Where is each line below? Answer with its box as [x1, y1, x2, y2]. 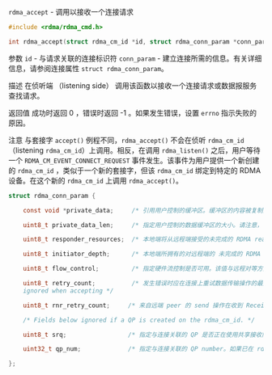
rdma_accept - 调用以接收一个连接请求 [8, 7, 134, 16]
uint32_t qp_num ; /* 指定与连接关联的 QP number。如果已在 [23, 345, 253, 353]
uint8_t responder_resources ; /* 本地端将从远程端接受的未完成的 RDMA [23, 235, 252, 244]
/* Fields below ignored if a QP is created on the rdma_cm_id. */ [23, 316, 255, 324]
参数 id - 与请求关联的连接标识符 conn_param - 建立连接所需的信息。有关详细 [8, 53, 262, 63]
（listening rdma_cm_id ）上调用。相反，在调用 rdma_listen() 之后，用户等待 [8, 145, 261, 155]
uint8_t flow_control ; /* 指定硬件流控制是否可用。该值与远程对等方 [23, 265, 263, 273]
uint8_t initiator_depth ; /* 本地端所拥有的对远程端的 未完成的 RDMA [23, 250, 261, 259]
